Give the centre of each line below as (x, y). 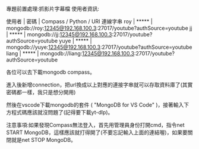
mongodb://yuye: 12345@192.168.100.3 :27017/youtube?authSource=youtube (99, 47)
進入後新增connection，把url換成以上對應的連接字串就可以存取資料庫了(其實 (99, 85)
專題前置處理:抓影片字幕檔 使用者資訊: (53, 9)
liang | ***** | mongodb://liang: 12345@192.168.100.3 (70, 53)
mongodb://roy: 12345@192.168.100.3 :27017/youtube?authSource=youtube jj (99, 28)
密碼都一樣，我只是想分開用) (41, 92)
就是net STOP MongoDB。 (43, 140)
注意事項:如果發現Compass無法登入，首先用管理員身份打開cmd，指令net (96, 125)
